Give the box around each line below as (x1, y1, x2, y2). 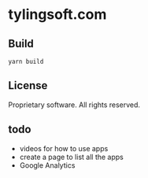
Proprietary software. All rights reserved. (8, 100, 140, 109)
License (8, 79, 48, 92)
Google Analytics (19, 160, 76, 170)
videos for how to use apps (19, 143, 109, 153)
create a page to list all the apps (19, 152, 124, 161)
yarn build (8, 57, 44, 65)
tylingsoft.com (8, 6, 107, 24)
